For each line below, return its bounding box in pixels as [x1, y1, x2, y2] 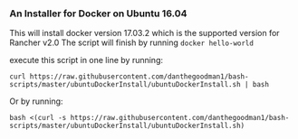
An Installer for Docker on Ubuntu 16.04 [9, 7, 187, 20]
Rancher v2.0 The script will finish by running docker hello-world [9, 37, 254, 48]
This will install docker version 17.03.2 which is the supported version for [9, 28, 280, 39]
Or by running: [9, 96, 63, 107]
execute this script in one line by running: [9, 55, 164, 66]
